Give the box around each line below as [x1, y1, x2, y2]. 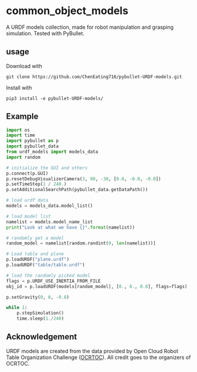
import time [6, 132, 35, 139]
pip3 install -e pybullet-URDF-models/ [6, 95, 104, 101]
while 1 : [6, 304, 28, 311]
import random [6, 154, 41, 160]
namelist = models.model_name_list [6, 219, 93, 224]
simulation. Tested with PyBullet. [6, 29, 85, 36]
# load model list [6, 213, 51, 219]
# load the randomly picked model [6, 272, 91, 279]
